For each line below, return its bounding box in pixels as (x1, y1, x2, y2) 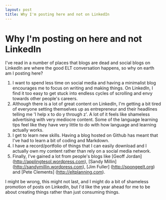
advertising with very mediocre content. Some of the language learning (12, 117, 158, 122)
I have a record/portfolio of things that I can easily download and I (12, 143, 147, 149)
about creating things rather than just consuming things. (5, 189, 120, 195)
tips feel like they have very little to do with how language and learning (12, 122, 157, 128)
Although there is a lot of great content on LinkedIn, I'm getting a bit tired (12, 101, 161, 107)
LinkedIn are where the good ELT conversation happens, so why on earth (5, 65, 155, 71)
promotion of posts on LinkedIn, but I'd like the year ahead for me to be (5, 184, 151, 190)
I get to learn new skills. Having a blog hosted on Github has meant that (12, 132, 159, 138)
